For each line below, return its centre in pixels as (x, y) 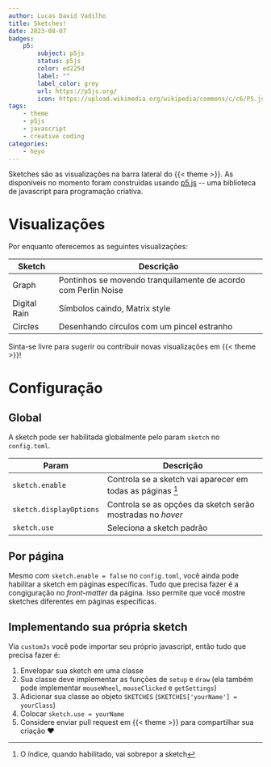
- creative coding (54, 136)
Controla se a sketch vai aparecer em (177, 480)
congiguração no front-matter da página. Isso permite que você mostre (127, 593)
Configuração (56, 388)
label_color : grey (68, 83)
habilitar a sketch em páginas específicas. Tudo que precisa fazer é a (124, 584)
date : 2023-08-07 (38, 31)
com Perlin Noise (91, 290)
